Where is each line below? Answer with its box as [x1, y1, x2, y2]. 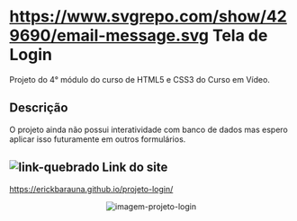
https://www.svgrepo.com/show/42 [9, 6, 288, 27]
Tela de [211, 25, 268, 46]
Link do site [102, 160, 168, 175]
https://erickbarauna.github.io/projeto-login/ [9, 183, 174, 194]
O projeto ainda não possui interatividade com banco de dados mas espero [9, 124, 288, 135]
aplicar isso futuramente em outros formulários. [9, 133, 186, 145]
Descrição [9, 101, 68, 116]
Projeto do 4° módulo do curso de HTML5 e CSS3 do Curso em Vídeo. [9, 74, 270, 84]
